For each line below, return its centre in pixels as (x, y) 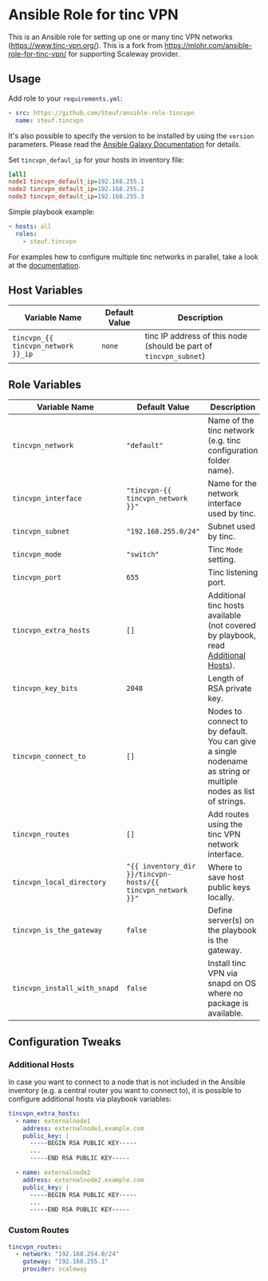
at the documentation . (45, 265)
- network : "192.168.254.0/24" (67, 1254)
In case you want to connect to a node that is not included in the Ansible (127, 1082)
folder (219, 461)
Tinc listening (233, 573)
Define (220, 911)
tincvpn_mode (37, 555)
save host (226, 877)
